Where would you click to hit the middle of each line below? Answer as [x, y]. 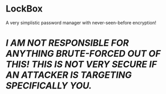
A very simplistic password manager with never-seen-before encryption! [81, 23]
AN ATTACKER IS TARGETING [69, 75]
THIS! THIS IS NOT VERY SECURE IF [81, 65]
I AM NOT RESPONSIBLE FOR [67, 43]
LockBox [24, 9]
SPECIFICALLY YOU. [49, 86]
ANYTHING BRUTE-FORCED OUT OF [83, 54]
